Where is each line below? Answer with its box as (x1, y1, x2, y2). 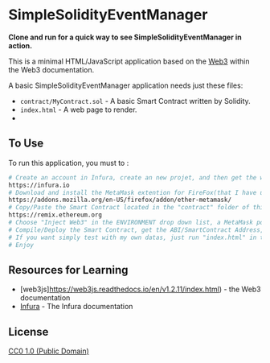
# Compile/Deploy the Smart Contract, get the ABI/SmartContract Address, (8, 225, 264, 234)
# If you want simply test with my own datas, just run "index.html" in (8, 233, 257, 241)
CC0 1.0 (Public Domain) (8, 346, 90, 356)
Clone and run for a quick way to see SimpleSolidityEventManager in (8, 32, 243, 42)
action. (8, 40, 33, 50)
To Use (8, 137, 44, 151)
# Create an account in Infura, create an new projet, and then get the (8, 173, 257, 182)
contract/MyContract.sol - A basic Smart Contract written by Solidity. (19, 96, 251, 105)
